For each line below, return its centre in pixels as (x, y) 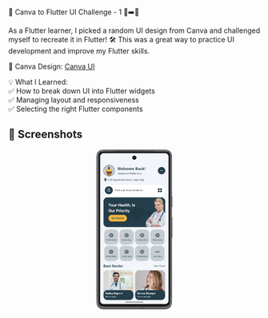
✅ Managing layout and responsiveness (74, 100)
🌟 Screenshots (46, 135)
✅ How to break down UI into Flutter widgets (82, 91)
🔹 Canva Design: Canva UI (52, 66)
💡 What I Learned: (38, 82)
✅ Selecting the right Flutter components (76, 109)
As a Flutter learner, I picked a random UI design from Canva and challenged (134, 30)
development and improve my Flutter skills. (79, 51)
